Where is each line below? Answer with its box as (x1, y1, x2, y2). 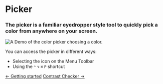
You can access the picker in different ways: (5, 48, 97, 54)
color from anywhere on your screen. (5, 27, 98, 34)
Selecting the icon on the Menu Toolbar (12, 58, 94, 64)
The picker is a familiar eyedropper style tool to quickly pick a (5, 21, 158, 28)
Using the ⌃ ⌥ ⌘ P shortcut (12, 63, 65, 69)
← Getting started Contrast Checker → (5, 73, 85, 79)
